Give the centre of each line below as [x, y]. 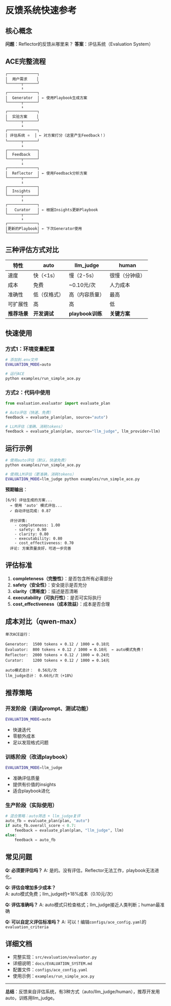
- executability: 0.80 [38, 538]
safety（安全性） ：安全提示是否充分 [50, 585]
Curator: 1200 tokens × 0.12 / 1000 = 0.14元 [57, 661]
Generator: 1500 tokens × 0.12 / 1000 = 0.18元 [57, 645]
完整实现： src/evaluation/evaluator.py [55, 957]
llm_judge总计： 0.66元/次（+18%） [40, 676]
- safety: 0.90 [31, 529]
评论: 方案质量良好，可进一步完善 [41, 548]
